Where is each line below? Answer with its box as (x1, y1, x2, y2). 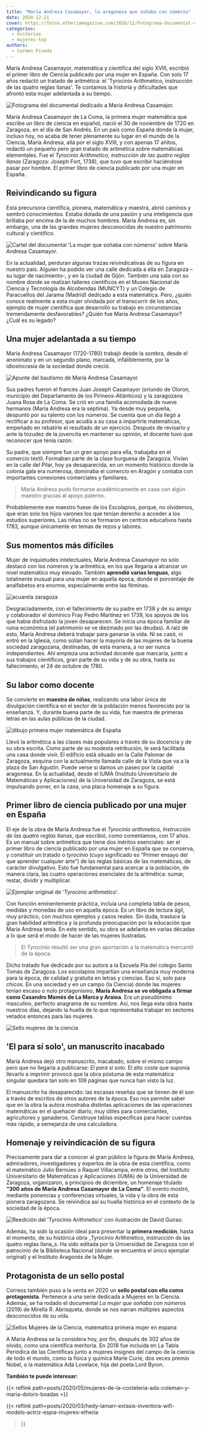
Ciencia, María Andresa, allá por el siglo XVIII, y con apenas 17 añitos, (6, 139, 178, 146)
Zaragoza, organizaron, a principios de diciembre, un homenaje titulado (6, 1179, 182, 1186)
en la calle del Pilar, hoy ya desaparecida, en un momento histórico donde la (6, 461, 194, 468)
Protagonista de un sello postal (6, 1271, 124, 1281)
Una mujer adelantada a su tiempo (6, 334, 136, 344)
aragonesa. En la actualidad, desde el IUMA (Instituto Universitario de (6, 770, 178, 777)
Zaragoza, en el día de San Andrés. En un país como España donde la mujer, (6, 126, 194, 133)
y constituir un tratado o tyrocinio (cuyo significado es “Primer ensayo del (6, 851, 188, 858)
